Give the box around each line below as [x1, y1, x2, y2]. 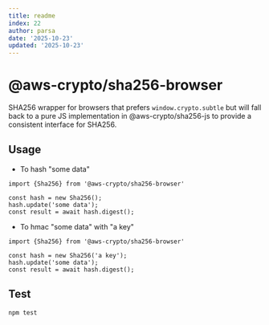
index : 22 [8, 19, 42, 27]
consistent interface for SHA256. [8, 120, 117, 129]
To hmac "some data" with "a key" [19, 221, 135, 231]
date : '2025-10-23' [8, 34, 74, 43]
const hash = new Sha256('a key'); [8, 251, 128, 259]
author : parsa [8, 26, 56, 35]
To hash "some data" [19, 164, 90, 173]
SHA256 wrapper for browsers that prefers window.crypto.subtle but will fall [8, 103, 262, 112]
